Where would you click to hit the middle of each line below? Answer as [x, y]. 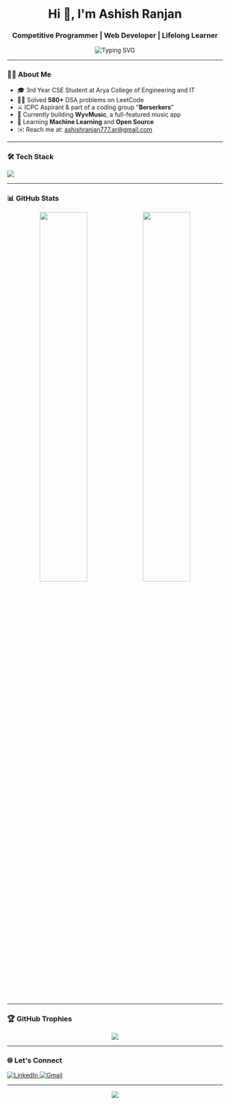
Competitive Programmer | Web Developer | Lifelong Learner [115, 36]
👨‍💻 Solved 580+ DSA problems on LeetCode [80, 99]
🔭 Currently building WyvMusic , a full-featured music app [99, 114]
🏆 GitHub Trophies [40, 1019]
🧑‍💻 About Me [29, 75]
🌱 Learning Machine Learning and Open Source [85, 121]
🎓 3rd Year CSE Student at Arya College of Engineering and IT [106, 90]
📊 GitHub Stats [33, 198]
